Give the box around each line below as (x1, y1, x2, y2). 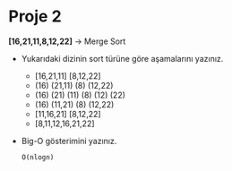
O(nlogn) (21, 152, 55, 162)
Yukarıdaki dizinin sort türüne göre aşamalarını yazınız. (21, 53, 224, 64)
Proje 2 (8, 6, 62, 27)
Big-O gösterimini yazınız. (21, 135, 117, 146)
